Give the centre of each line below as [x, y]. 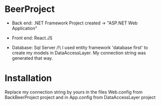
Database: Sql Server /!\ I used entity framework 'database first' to [80, 47]
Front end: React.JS [32, 38]
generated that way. [32, 58]
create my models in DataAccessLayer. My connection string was [79, 53]
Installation [28, 78]
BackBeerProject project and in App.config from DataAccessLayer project [80, 97]
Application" [25, 28]
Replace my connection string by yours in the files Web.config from [74, 92]
